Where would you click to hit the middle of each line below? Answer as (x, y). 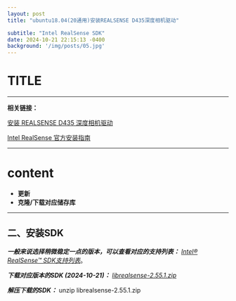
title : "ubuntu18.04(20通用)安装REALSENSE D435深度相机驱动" (93, 20)
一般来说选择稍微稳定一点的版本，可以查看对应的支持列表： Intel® (103, 251)
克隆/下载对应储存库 (46, 202)
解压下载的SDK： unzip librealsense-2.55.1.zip (74, 290)
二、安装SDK (36, 233)
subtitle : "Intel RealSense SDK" (56, 33)
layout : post (26, 14)
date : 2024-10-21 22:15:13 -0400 (56, 39)
